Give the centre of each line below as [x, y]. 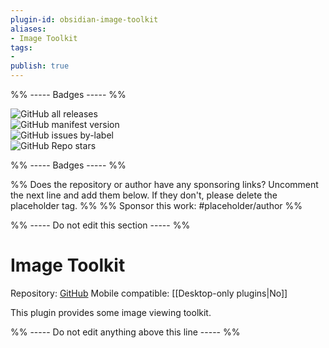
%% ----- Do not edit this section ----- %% [100, 225]
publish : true [40, 66]
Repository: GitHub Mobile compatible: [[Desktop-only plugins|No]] [149, 293]
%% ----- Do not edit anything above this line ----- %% [125, 332]
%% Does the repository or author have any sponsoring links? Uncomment [164, 184]
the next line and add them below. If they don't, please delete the [144, 195]
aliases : [28, 29]
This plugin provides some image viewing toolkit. [111, 312]
